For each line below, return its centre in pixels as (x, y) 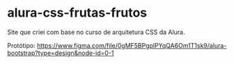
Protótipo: (22, 45)
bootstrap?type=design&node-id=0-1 (61, 53)
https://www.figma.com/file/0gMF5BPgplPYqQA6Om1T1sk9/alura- (132, 45)
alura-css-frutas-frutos (77, 13)
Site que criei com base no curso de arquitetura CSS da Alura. (96, 32)
